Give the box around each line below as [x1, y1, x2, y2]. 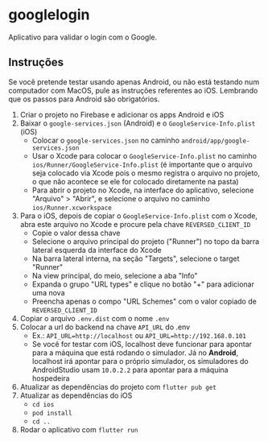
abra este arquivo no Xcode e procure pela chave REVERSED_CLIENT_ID [19, 219, 251, 229]
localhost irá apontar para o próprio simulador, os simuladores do [31, 356, 249, 366]
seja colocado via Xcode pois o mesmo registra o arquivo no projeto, [31, 167, 260, 178]
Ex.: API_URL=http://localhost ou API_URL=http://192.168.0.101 [31, 330, 247, 340]
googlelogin [8, 6, 90, 24]
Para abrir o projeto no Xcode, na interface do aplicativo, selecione [31, 185, 254, 195]
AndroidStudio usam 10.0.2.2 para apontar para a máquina [31, 365, 229, 374]
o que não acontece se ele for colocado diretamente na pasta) [31, 176, 239, 186]
